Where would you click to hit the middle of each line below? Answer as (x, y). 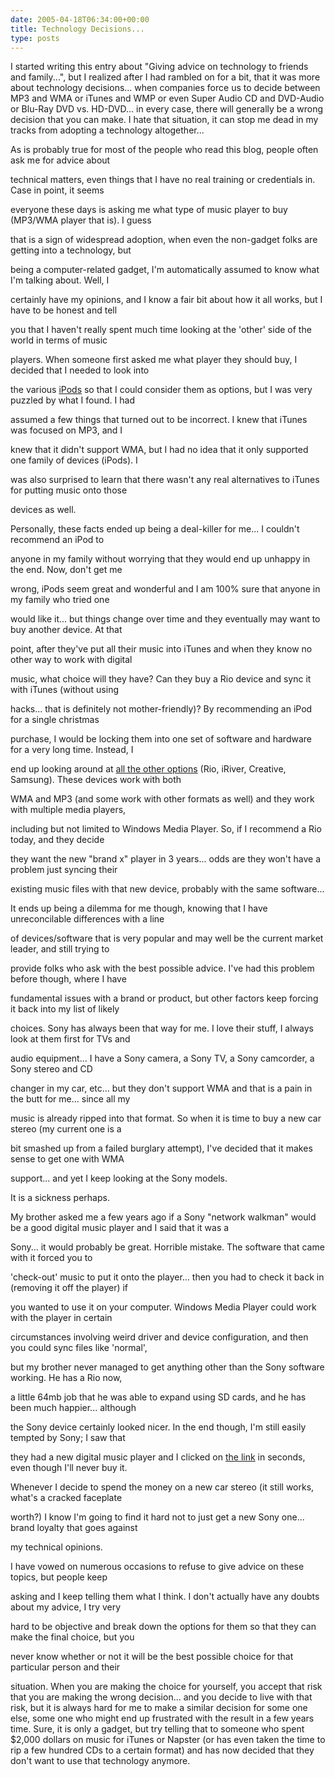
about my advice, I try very (66, 1607)
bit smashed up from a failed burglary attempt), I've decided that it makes (161, 1148)
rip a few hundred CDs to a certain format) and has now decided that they (162, 1750)
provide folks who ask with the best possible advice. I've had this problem (162, 968)
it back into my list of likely (65, 1009)
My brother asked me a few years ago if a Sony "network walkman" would (163, 1217)
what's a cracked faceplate (66, 1498)
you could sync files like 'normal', (79, 1348)
